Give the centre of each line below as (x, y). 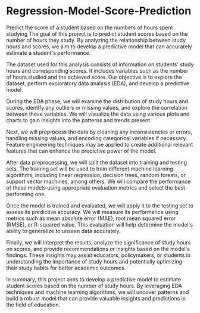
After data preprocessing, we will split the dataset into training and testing (97, 162)
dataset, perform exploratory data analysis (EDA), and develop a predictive (98, 83)
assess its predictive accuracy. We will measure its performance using (92, 212)
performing (20, 194)
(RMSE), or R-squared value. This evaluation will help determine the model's (100, 224)
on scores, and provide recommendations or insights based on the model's (98, 249)
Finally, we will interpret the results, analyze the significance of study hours (99, 242)
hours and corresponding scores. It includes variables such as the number (97, 70)
